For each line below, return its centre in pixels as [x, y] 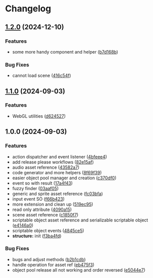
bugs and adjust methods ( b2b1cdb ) [49, 259]
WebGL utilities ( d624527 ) [39, 116]
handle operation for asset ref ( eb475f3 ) [53, 265]
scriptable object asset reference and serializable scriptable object [80, 220]
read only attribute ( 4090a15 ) [42, 209]
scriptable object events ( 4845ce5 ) [48, 230]
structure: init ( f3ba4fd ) [37, 236]
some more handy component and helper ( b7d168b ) [65, 52]
